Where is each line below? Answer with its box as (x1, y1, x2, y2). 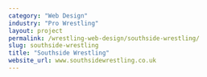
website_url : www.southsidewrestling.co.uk (8, 57, 157, 65)
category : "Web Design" (8, 11, 89, 20)
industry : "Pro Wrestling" (8, 19, 99, 27)
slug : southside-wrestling (8, 42, 99, 50)
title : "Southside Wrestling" (8, 49, 110, 57)
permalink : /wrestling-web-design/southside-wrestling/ (8, 34, 200, 43)
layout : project (8, 26, 63, 34)
